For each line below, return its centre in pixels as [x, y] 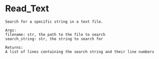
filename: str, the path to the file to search [55, 34]
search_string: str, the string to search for [54, 39]
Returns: [14, 47]
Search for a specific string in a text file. [54, 22]
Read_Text [27, 9]
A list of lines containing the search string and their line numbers [80, 52]
